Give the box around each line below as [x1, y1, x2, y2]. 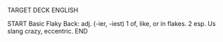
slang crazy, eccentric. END [7, 27, 88, 35]
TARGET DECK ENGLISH [7, 6, 79, 14]
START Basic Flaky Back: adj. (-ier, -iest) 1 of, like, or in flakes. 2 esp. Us [7, 20, 216, 27]
